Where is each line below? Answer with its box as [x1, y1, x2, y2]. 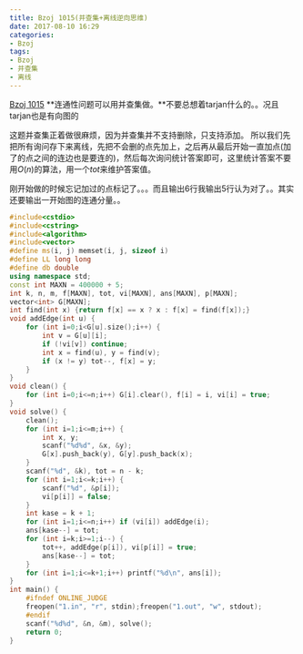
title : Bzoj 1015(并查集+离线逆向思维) [9, 13, 148, 23]
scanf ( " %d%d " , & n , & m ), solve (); [25, 618, 153, 628]
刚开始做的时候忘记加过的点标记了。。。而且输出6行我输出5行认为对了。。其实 [9, 183, 294, 194]
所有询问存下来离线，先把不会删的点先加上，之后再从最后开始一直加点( [16, 140, 284, 151]
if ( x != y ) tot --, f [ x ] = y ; [42, 356, 157, 365]
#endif [25, 610, 51, 619]
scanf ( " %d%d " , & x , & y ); [42, 441, 132, 451]
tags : [9, 47, 30, 56]
